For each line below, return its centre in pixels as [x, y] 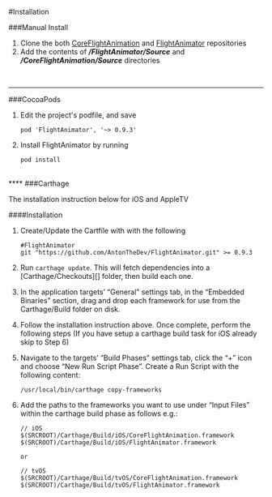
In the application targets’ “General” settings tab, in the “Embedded [132, 292]
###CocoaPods [34, 99]
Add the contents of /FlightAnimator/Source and [102, 51]
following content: [50, 375]
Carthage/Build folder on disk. [70, 309]
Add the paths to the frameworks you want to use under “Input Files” [135, 405]
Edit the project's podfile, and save [78, 115]
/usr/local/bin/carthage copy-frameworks [91, 390]
